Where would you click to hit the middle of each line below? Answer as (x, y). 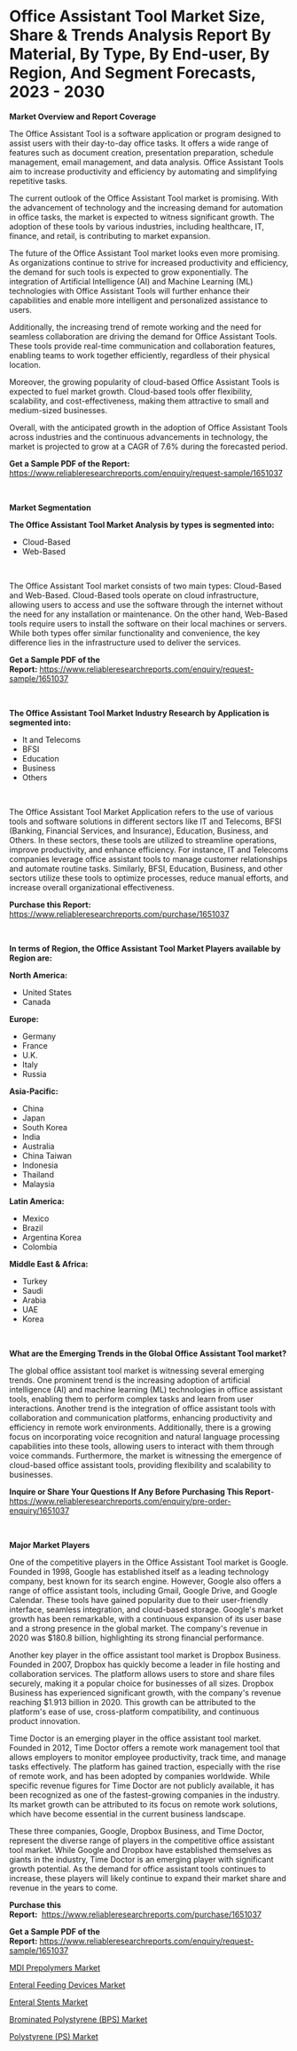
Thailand (38, 1174)
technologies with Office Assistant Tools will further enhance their (129, 291)
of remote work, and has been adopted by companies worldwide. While (140, 1776)
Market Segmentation (50, 507)
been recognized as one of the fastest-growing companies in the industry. (145, 1795)
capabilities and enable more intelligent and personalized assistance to (139, 300)
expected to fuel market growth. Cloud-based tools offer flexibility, (131, 391)
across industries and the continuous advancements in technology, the (139, 436)
